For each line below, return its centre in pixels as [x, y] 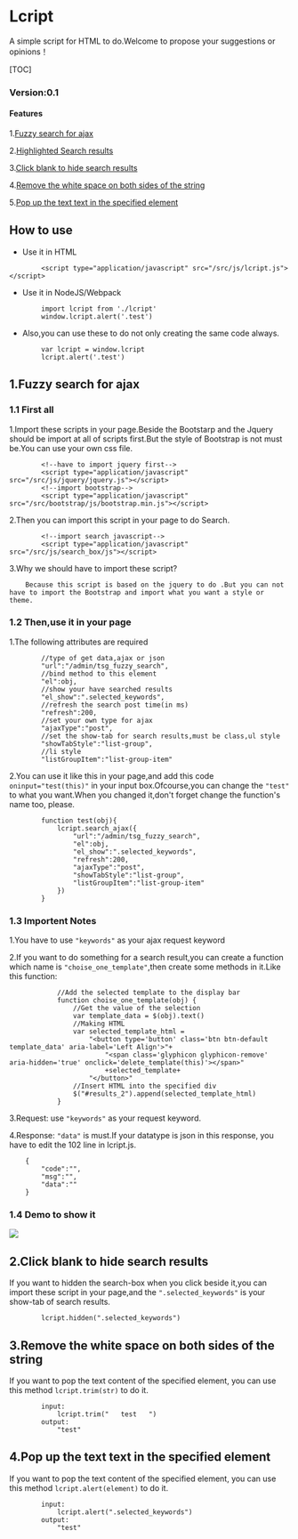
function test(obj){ [79, 821]
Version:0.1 [34, 93]
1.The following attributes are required [79, 642]
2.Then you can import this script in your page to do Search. [120, 520]
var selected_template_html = [129, 1032]
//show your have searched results [107, 689]
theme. [21, 600]
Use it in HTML [49, 252]
